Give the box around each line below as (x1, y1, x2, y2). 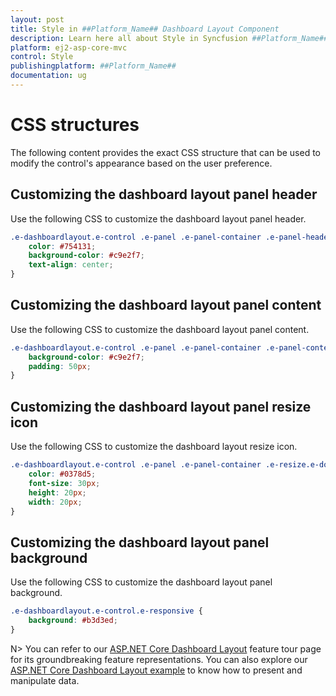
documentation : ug (10, 71, 87, 81)
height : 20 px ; (28, 487, 87, 498)
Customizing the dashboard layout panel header (10, 186, 318, 203)
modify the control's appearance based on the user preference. (10, 157, 273, 169)
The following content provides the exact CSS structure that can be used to (10, 146, 322, 158)
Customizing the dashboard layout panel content (10, 297, 322, 314)
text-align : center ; (28, 260, 114, 270)
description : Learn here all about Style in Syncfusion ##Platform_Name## (10, 33, 329, 43)
